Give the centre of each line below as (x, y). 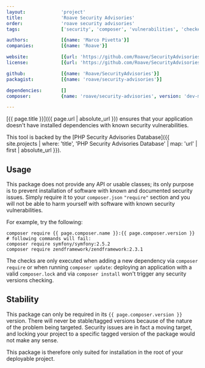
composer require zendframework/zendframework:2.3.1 (75, 250)
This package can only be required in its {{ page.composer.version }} (94, 314)
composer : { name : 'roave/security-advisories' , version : (94, 96)
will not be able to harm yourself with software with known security (91, 204)
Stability (23, 300)
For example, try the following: (45, 222)
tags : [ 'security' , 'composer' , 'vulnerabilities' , (92, 29)
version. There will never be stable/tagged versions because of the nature (99, 321)
